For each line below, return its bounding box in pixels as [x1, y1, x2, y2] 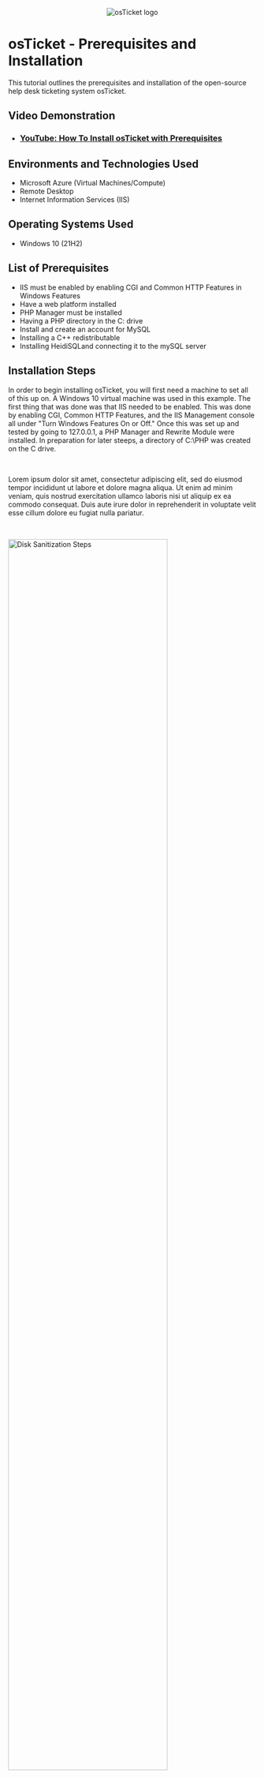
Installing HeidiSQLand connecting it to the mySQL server [19, 341, 206, 350]
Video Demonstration [8, 109, 116, 122]
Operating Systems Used [8, 218, 134, 231]
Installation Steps [8, 364, 96, 378]
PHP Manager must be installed [19, 308, 122, 317]
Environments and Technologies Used [8, 157, 199, 170]
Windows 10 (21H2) [19, 238, 83, 248]
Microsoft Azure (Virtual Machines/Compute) [19, 178, 166, 188]
